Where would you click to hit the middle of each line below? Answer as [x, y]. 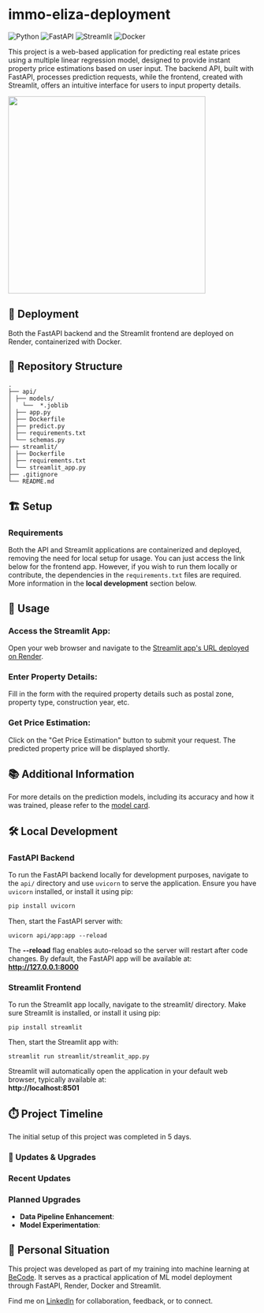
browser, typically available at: [57, 1079]
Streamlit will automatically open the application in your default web [118, 1072]
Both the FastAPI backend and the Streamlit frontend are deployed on [121, 333]
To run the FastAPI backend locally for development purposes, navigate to [128, 875]
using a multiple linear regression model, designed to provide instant [119, 60]
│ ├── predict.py [37, 426]
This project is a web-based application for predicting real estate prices [124, 51]
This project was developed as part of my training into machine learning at [129, 1269]
